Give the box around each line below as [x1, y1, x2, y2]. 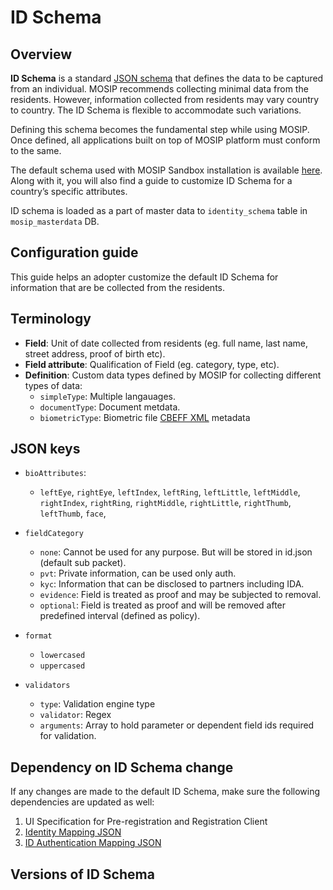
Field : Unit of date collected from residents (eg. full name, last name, [24, 337, 308, 349]
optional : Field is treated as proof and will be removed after [39, 599, 287, 611]
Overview [10, 46, 73, 63]
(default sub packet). [39, 557, 127, 569]
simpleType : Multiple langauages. [39, 390, 176, 402]
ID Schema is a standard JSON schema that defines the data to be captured [10, 72, 324, 84]
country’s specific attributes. [10, 186, 128, 197]
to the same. [10, 145, 62, 156]
